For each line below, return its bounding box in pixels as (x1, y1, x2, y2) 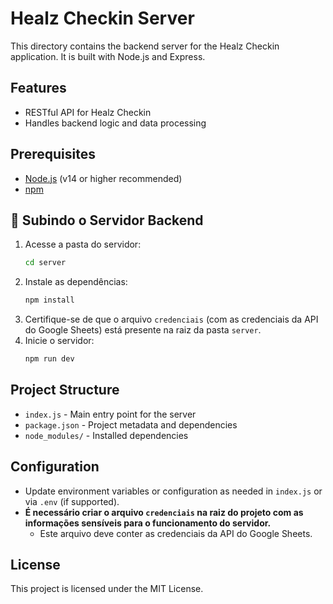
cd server (24, 258, 67, 268)
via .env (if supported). (24, 495, 120, 507)
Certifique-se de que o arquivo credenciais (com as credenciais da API (24, 313, 319, 326)
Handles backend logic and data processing (24, 117, 207, 129)
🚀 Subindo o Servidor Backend (10, 212, 204, 229)
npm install (24, 295, 75, 306)
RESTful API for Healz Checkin (24, 106, 152, 118)
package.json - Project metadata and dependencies (24, 418, 238, 431)
